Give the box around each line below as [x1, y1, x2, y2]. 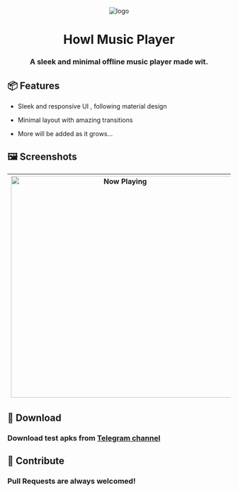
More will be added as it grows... [17, 129, 113, 138]
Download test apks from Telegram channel [7, 433, 161, 443]
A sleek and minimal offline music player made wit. [29, 57, 209, 67]
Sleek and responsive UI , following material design [17, 101, 167, 110]
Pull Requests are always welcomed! [7, 476, 136, 486]
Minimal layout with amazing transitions [17, 116, 133, 124]
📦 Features [7, 79, 60, 92]
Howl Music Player [63, 32, 175, 48]
